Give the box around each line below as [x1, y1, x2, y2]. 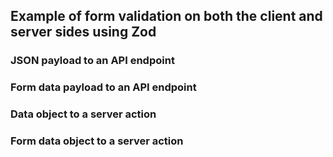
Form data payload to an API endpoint [10, 80, 197, 94]
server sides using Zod [10, 24, 157, 41]
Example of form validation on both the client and [10, 8, 323, 25]
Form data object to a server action [10, 134, 184, 148]
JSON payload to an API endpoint [10, 54, 175, 68]
